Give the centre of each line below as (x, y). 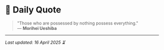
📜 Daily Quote (33, 10)
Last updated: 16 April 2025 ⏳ (35, 42)
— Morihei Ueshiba (37, 28)
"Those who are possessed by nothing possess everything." (78, 23)
